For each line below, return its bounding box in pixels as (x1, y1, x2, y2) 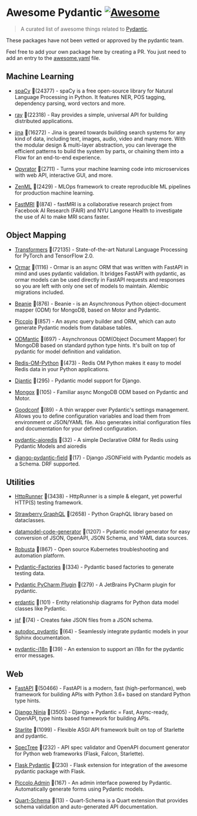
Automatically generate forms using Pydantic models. (14, 785, 145, 792)
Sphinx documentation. (14, 634, 71, 642)
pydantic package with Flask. (14, 768, 86, 775)
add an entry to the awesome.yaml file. (6, 54, 101, 61)
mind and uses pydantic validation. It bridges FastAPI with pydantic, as (14, 270, 186, 277)
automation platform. (14, 552, 66, 559)
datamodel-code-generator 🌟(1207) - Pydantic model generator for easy (14, 528, 191, 536)
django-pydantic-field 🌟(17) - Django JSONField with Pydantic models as (14, 454, 191, 461)
